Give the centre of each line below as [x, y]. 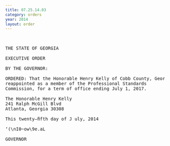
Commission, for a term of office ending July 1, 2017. [76, 89]
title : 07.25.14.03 [26, 10]
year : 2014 [17, 19]
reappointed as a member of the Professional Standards [76, 84]
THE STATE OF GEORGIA [32, 48]
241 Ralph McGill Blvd [33, 104]
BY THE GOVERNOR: [27, 68]
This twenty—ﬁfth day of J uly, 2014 [52, 119]
